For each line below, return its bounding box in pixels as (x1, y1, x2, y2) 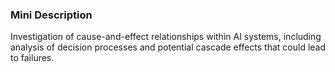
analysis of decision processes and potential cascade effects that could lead (10, 41, 327, 53)
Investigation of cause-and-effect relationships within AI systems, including (10, 31, 322, 43)
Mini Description (10, 8, 93, 22)
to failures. (10, 52, 55, 64)
